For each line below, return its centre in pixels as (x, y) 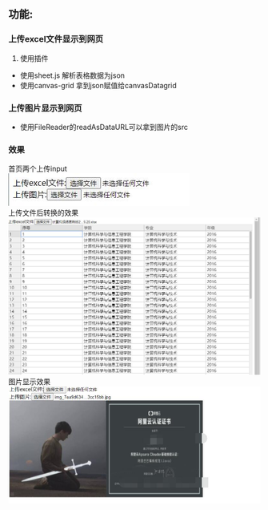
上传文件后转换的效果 (43, 213)
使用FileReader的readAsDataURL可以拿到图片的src (104, 127)
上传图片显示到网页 (45, 108)
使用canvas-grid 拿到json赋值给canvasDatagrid (98, 85)
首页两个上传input (38, 169)
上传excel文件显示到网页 (56, 39)
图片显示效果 (29, 382)
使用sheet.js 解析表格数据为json (72, 75)
